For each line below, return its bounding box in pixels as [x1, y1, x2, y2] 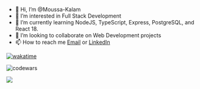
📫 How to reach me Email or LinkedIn [15, 38, 110, 46]
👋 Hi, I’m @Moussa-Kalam [15, 6, 81, 13]
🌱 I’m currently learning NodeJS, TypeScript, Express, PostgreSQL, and [15, 19, 195, 26]
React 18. [15, 25, 38, 32]
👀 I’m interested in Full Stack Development [15, 12, 122, 20]
